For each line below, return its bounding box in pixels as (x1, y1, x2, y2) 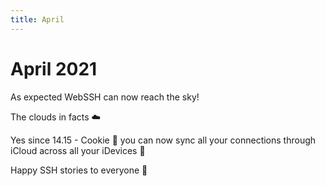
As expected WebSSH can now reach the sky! (10, 91, 200, 103)
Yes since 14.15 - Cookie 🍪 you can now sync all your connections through (10, 134, 317, 146)
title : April (10, 14, 65, 25)
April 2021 (10, 57, 98, 80)
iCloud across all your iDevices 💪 (10, 144, 146, 156)
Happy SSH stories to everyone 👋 (10, 164, 148, 176)
